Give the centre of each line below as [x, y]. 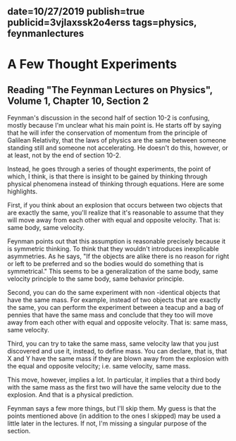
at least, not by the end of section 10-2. [64, 155]
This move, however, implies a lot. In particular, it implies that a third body [114, 380]
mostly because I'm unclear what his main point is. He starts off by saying [114, 126]
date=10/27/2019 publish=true [76, 12]
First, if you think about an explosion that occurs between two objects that [115, 205]
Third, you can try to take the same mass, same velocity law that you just [113, 344]
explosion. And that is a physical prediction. [70, 395]
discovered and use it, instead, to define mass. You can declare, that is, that [117, 351]
